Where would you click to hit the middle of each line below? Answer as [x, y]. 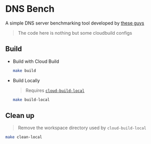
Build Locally [26, 80]
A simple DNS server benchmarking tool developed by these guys [75, 23]
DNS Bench [30, 9]
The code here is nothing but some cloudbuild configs [75, 33]
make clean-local [24, 137]
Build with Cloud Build [36, 61]
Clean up [20, 115]
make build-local [31, 100]
